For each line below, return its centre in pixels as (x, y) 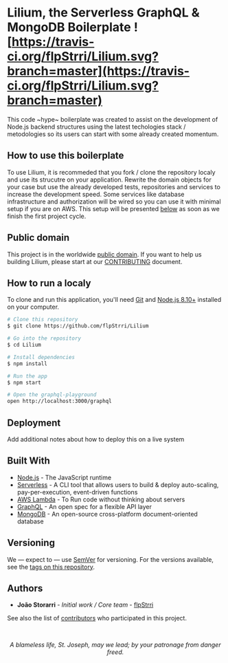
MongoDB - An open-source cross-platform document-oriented (107, 514)
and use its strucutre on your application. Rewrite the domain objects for (109, 180)
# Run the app (27, 376)
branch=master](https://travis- (99, 71)
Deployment (34, 423)
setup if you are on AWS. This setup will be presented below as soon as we (113, 208)
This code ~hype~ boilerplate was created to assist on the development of (113, 119)
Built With (28, 461)
